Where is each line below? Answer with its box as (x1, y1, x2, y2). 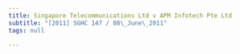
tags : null (8, 26, 45, 34)
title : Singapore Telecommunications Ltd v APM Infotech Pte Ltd (8, 11, 232, 20)
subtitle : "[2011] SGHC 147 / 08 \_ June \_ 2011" (8, 19, 168, 27)
